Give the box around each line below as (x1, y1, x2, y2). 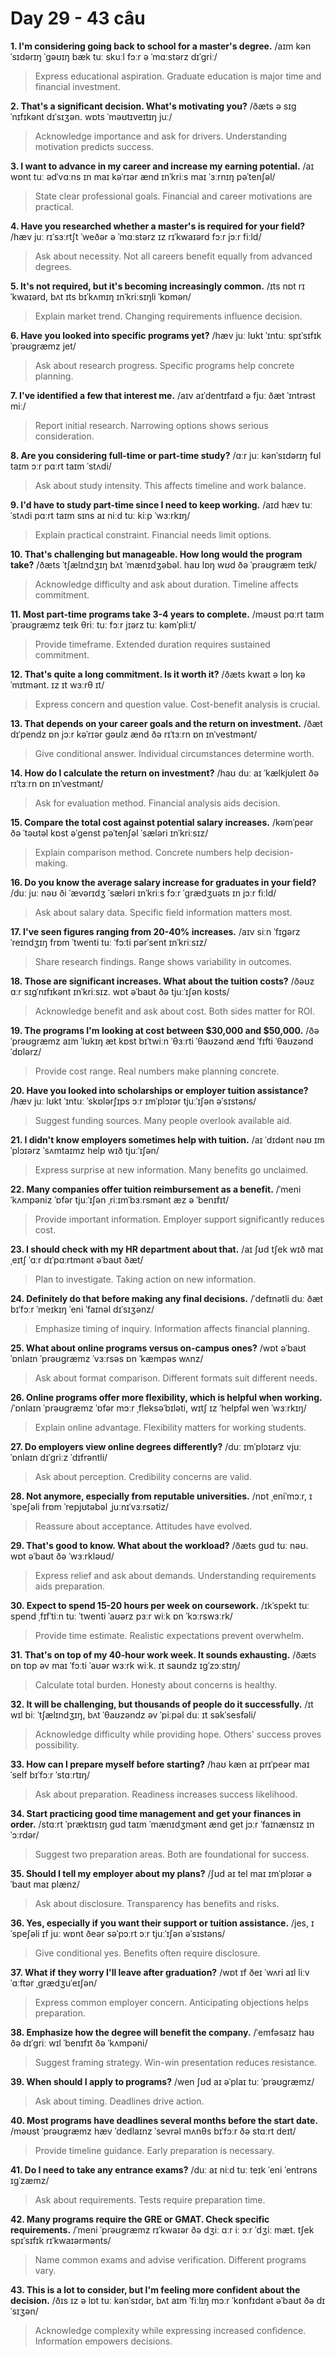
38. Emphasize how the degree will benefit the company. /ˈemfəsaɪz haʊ (10, 2026, 315, 2038)
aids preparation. (34, 1580, 106, 1592)
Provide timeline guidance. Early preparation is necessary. (34, 2144, 275, 2156)
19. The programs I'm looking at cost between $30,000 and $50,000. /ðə (10, 1024, 320, 1036)
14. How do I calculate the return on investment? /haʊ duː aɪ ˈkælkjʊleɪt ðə (10, 767, 320, 779)
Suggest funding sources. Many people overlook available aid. (34, 1114, 293, 1126)
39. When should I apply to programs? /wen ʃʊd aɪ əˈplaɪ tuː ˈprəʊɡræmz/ (10, 2075, 315, 2087)
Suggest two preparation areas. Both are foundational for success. (34, 1848, 310, 1860)
